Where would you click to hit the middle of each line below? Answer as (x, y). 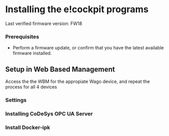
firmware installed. (32, 53)
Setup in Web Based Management (60, 69)
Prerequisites (22, 37)
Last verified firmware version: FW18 (44, 23)
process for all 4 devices (31, 87)
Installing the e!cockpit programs (77, 9)
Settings (16, 100)
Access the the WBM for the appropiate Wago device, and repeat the (78, 81)
